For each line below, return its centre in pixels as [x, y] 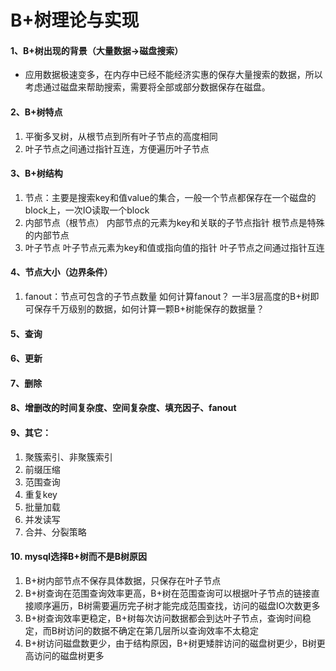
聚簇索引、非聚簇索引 [68, 457]
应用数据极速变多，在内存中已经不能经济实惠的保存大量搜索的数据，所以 [173, 75]
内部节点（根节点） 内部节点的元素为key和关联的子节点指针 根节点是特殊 [174, 222]
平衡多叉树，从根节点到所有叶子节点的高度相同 [121, 136]
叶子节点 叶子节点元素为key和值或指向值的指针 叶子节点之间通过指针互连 [174, 247]
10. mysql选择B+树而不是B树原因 [79, 557]
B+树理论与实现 [75, 20]
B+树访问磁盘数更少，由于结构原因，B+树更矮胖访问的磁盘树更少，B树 [170, 643]
